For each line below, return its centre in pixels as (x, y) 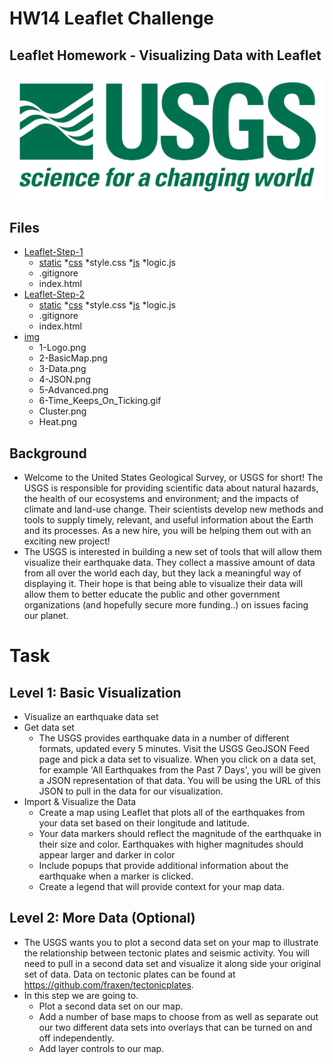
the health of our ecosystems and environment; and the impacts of (161, 498)
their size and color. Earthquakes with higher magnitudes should (171, 844)
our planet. (46, 615)
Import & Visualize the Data (80, 801)
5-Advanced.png (73, 390)
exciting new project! (67, 541)
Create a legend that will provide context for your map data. (161, 886)
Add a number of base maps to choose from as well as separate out (178, 1016)
